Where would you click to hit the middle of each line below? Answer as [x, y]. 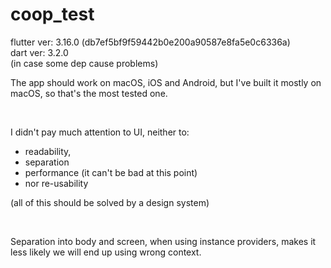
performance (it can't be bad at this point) [111, 172]
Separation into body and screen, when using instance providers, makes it [163, 241]
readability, [48, 151]
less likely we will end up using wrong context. [106, 252]
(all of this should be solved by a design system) [110, 202]
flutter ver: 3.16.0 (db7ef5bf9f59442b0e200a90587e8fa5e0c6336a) [150, 42]
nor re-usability [56, 183]
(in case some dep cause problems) [84, 63]
